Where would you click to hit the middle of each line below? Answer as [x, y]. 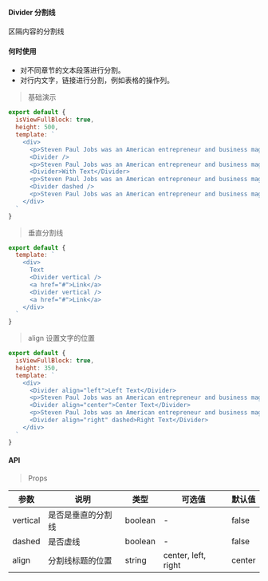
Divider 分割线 [32, 12]
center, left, [184, 555]
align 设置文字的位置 [61, 338]
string [136, 560]
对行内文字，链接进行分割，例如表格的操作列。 [97, 81]
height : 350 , [37, 368]
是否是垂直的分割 [80, 515]
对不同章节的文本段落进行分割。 [72, 70]
